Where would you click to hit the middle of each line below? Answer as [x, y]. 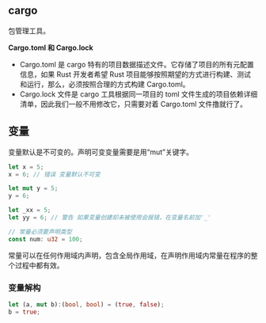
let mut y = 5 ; [33, 188]
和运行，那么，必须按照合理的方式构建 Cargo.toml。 [104, 84]
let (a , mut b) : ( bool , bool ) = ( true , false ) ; [86, 304]
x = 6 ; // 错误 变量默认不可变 [54, 174]
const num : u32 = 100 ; [46, 239]
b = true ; [25, 312]
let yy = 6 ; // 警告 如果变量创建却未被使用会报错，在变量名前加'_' [110, 218]
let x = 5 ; [26, 167]
